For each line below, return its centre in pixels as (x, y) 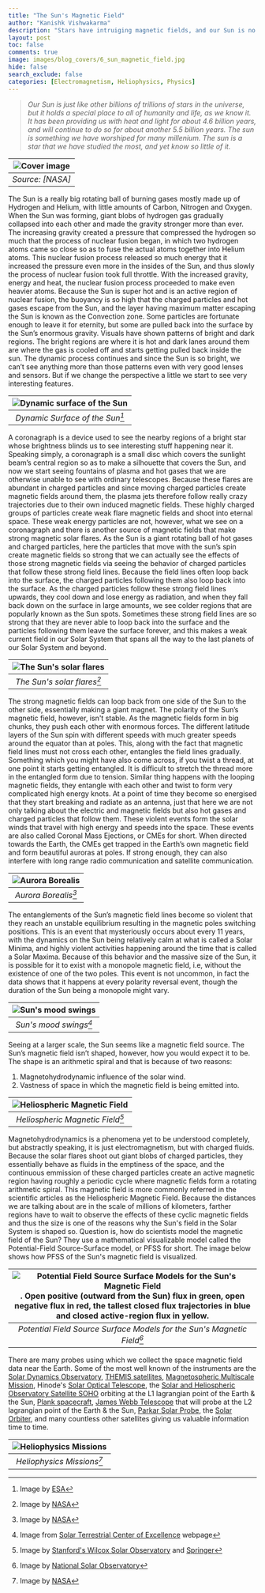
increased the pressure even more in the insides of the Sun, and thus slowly (131, 266)
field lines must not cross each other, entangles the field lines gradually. (125, 752)
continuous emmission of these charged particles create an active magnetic (131, 1173)
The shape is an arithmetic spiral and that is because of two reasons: (120, 1061)
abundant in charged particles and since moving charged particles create (127, 488)
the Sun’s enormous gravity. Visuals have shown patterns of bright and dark (131, 333)
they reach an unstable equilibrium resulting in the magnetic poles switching (132, 923)
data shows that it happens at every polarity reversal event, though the (123, 982)
